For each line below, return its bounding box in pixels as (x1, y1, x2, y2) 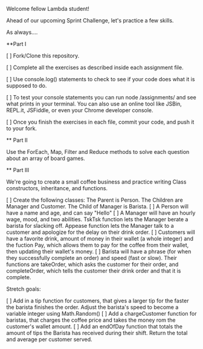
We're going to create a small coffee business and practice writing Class (6, 178, 187, 185)
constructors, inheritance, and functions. (6, 185, 108, 191)
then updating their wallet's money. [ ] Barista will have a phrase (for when (6, 248, 192, 255)
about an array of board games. (6, 155, 86, 162)
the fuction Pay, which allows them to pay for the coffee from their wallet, (6, 242, 189, 248)
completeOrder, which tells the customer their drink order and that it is (6, 267, 181, 274)
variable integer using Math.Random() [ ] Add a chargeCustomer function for (6, 310, 197, 317)
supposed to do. (6, 82, 47, 89)
